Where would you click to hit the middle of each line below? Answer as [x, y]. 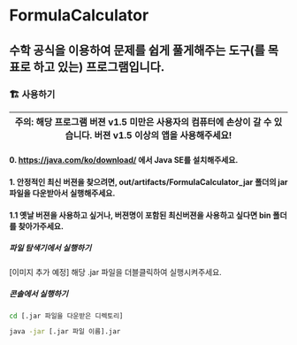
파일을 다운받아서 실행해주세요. [62, 193]
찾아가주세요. [41, 226]
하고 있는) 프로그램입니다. [99, 67]
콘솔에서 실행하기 [39, 294]
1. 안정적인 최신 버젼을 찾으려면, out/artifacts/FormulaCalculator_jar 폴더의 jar [148, 182]
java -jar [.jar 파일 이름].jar [65, 332]
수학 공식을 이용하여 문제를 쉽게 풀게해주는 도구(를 [137, 50]
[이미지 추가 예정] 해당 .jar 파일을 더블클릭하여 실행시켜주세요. [116, 272]
